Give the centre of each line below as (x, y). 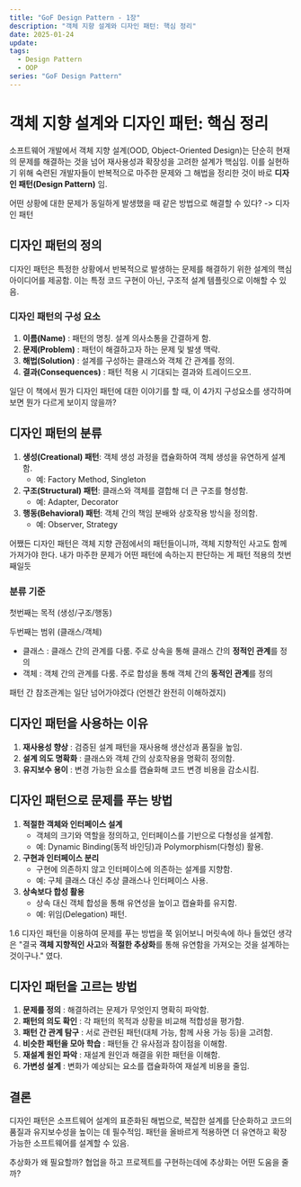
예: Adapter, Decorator (77, 501)
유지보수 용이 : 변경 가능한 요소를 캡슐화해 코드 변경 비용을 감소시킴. (141, 769)
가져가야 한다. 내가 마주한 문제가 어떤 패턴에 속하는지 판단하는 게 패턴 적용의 (142, 554)
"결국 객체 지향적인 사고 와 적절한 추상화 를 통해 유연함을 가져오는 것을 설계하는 (154, 944)
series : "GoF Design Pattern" (66, 76)
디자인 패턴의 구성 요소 (55, 317)
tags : (19, 51)
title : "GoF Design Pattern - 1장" (75, 18)
